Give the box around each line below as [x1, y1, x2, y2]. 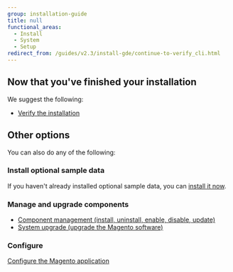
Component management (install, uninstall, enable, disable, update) [17, 215, 215, 224]
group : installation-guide [7, 10, 87, 18]
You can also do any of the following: [7, 148, 116, 157]
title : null [7, 17, 43, 24]
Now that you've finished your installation [7, 76, 197, 89]
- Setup [13, 43, 37, 50]
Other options [7, 129, 70, 142]
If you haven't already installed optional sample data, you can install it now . [7, 181, 227, 190]
